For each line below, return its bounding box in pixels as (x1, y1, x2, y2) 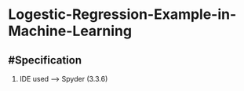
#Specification (8, 53, 82, 67)
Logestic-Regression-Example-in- (8, 5, 237, 24)
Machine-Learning (8, 22, 132, 40)
